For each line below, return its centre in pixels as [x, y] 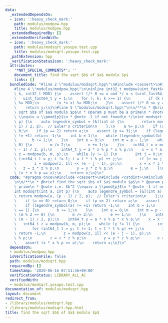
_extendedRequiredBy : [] [35, 33]
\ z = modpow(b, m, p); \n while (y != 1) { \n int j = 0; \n [88, 154]
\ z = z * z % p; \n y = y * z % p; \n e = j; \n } [87, 168]
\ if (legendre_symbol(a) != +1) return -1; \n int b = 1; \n [85, 205]
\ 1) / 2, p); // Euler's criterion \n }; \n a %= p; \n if [86, 126]
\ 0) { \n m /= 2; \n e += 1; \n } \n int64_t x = [86, 145]
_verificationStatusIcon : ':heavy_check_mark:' [60, 61]
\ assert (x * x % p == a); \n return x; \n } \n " [70, 243]
